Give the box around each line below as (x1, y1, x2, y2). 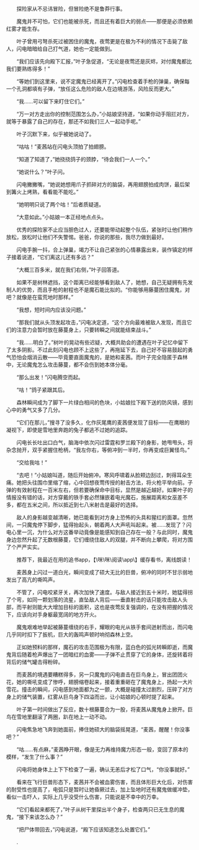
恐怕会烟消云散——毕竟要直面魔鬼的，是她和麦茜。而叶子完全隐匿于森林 (11, 354, 188, 361)
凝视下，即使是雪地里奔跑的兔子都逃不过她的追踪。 (6, 426, 131, 433)
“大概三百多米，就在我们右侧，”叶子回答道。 (16, 266, 123, 273)
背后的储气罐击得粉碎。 (6, 658, 63, 666)
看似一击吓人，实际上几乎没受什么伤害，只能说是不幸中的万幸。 (6, 794, 162, 800)
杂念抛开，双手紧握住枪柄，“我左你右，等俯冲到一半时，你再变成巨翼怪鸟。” (6, 447, 190, 453)
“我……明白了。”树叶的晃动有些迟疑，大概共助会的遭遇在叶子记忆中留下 (16, 339, 188, 346)
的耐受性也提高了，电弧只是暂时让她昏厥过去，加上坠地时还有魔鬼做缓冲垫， (6, 786, 193, 793)
